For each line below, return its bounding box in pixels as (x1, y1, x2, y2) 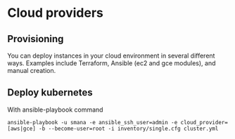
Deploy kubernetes (7, 86, 93, 99)
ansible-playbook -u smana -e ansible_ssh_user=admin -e (7, 119, 178, 126)
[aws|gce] (7, 125, 37, 132)
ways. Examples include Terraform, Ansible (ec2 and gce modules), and (7, 59, 216, 67)
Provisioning (7, 33, 64, 45)
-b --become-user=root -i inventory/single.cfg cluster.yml (38, 125, 219, 132)
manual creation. (7, 67, 56, 74)
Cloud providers (7, 5, 104, 21)
